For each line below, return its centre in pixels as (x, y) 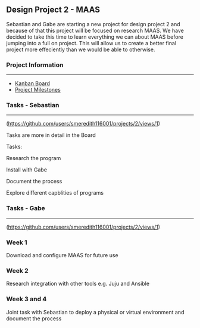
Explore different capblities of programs (55, 193)
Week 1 (17, 242)
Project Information (35, 65)
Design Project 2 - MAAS (53, 10)
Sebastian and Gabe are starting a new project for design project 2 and (93, 24)
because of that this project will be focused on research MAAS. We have (95, 30)
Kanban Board (32, 83)
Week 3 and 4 (26, 299)
